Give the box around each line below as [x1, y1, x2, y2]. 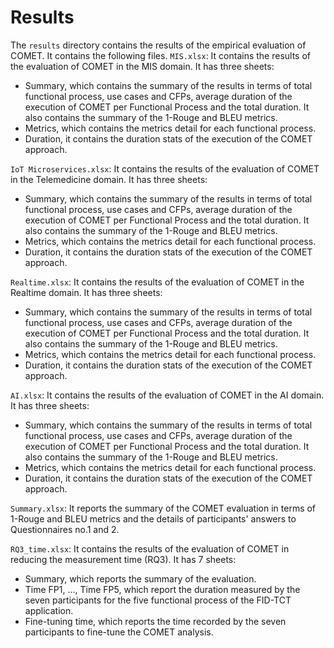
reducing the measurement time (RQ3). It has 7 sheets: [10, 553, 237, 565]
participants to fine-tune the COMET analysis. [24, 626, 214, 638]
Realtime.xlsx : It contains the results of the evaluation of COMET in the [10, 276, 305, 288]
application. [24, 604, 74, 616]
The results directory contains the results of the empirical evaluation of [10, 39, 307, 51]
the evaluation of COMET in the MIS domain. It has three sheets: [10, 60, 275, 72]
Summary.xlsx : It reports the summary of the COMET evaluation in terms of [10, 502, 317, 514]
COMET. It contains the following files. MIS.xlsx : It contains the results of [10, 49, 312, 61]
